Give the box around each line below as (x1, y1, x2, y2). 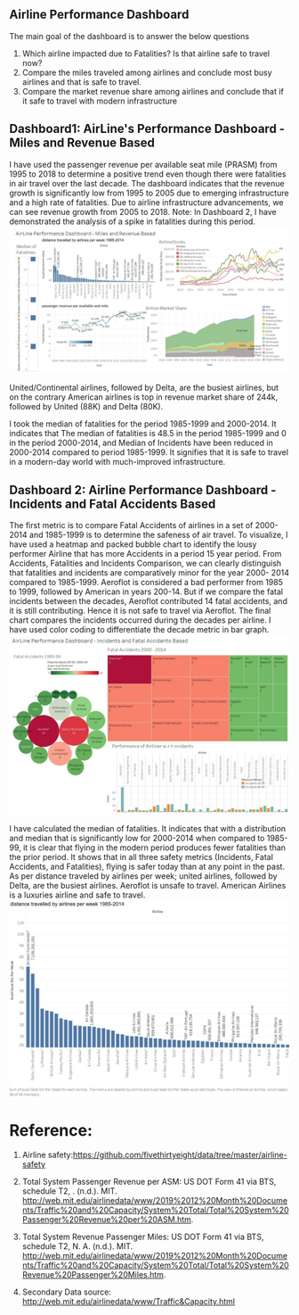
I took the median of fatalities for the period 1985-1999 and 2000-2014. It (9, 418, 278, 429)
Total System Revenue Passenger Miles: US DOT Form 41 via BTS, (21, 1231, 264, 1243)
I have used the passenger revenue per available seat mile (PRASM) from (9, 159, 278, 170)
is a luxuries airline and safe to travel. (9, 889, 146, 900)
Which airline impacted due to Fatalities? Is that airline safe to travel (21, 48, 270, 59)
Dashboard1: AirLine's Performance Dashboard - (9, 121, 286, 136)
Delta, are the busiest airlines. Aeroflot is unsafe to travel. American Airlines (9, 881, 287, 891)
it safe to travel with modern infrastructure (21, 95, 178, 106)
